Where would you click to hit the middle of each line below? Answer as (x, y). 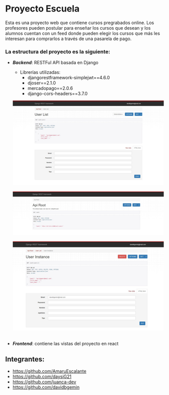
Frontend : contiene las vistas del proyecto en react (65, 343)
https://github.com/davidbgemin (46, 387)
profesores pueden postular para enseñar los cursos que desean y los (78, 28)
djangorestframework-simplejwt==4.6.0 (69, 78)
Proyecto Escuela (42, 9)
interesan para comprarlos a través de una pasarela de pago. (68, 39)
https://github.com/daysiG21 (42, 376)
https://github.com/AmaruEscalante (49, 371)
